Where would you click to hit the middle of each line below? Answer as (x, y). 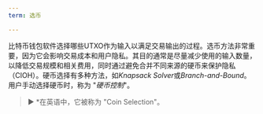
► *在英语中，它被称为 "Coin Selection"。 (96, 101)
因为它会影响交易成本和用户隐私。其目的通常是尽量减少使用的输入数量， (139, 55)
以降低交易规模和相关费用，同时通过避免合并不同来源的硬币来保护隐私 (122, 65)
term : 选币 (25, 15)
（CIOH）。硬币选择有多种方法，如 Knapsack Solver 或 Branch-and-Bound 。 (130, 75)
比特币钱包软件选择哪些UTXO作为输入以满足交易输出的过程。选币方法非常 (128, 46)
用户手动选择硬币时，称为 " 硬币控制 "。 (71, 85)
